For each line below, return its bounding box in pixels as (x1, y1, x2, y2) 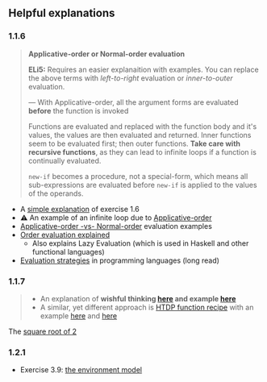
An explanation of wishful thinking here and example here (40, 293, 236, 303)
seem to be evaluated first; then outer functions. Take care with (27, 139, 240, 148)
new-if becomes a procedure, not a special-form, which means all (27, 171, 248, 181)
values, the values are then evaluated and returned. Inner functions (27, 130, 252, 139)
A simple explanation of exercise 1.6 (19, 204, 140, 214)
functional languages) (31, 247, 105, 256)
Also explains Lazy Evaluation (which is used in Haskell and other (31, 238, 249, 248)
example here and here (40, 310, 118, 321)
